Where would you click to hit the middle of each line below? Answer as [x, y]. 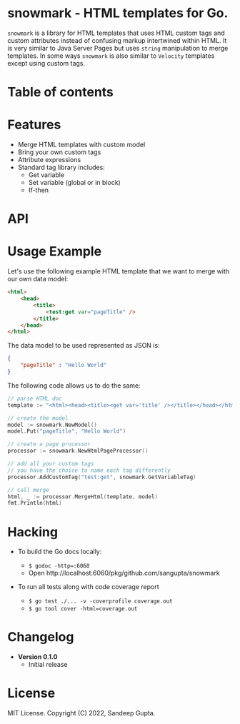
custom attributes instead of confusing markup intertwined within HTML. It [117, 40]
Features [34, 125]
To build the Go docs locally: [60, 552]
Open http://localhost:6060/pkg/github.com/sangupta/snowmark [124, 573]
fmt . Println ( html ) [35, 503]
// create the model [38, 418]
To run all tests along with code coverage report [88, 587]
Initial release [48, 665]
